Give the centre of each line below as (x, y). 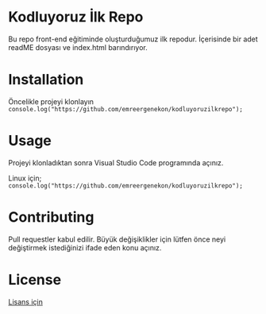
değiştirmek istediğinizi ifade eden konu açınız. (85, 247)
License (35, 279)
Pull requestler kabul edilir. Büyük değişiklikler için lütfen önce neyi (117, 239)
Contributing (51, 217)
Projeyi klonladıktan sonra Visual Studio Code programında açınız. (116, 162)
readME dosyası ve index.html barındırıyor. (78, 47)
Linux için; (25, 178)
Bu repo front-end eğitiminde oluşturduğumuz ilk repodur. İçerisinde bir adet (133, 39)
